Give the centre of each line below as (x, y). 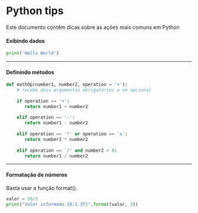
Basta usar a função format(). (42, 188)
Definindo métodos (30, 72)
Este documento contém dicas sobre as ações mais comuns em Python (93, 27)
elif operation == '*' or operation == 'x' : (72, 134)
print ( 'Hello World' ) (33, 53)
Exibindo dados (26, 41)
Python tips (35, 11)
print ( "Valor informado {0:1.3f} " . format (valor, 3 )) (72, 204)
